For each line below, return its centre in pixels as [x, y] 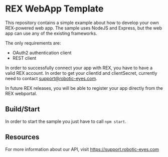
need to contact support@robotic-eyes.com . [51, 78]
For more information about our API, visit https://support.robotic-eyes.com [82, 149]
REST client [24, 58]
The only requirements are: [33, 43]
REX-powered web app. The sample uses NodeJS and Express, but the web [83, 28]
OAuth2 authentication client [42, 53]
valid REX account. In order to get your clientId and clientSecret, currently [81, 73]
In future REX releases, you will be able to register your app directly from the [84, 88]
